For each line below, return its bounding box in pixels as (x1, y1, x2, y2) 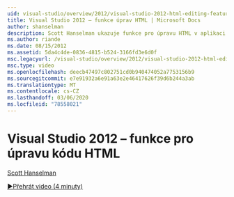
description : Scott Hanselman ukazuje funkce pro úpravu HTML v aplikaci (7, 29, 226, 37)
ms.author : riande (7, 36, 61, 43)
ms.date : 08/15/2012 (7, 42, 68, 49)
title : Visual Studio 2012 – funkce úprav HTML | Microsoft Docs (7, 17, 201, 24)
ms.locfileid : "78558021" (7, 101, 82, 108)
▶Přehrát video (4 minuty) (7, 182, 84, 190)
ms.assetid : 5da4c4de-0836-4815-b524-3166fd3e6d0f (7, 49, 157, 56)
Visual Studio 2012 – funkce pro (7, 131, 194, 147)
